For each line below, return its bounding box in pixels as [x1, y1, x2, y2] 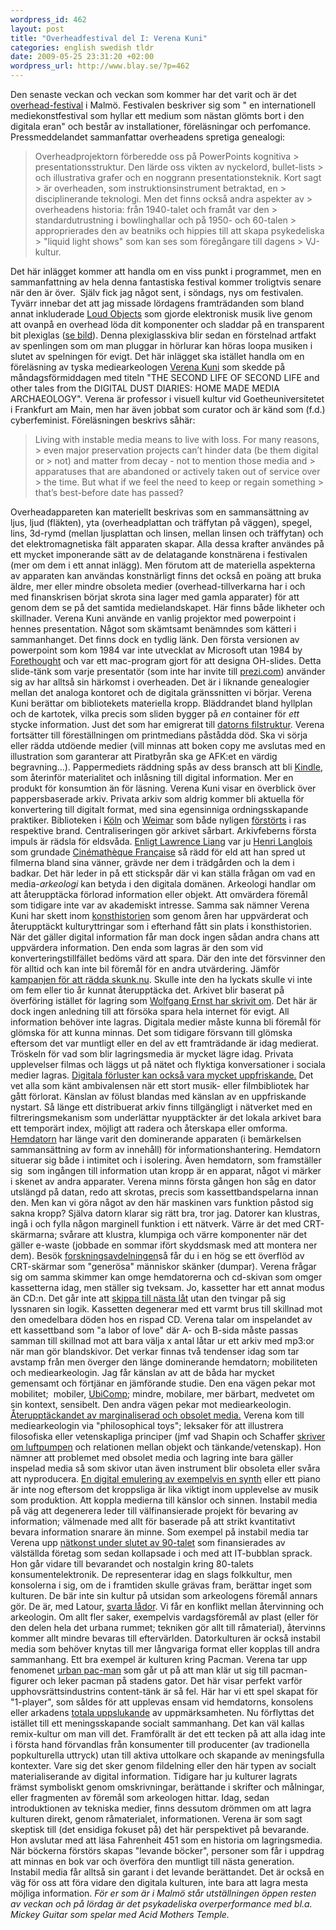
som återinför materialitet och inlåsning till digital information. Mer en [10, 772, 294, 783]
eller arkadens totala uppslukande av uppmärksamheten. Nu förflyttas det [10, 1707, 315, 1718]
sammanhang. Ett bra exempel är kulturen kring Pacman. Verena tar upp [10, 1654, 308, 1665]
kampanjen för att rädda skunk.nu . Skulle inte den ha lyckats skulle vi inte [10, 974, 313, 985]
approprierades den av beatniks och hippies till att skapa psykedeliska [34, 225, 325, 236]
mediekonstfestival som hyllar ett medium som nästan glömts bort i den [10, 110, 305, 121]
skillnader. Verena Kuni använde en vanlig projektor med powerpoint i [10, 612, 297, 624]
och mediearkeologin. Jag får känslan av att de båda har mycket [10, 1367, 275, 1378]
